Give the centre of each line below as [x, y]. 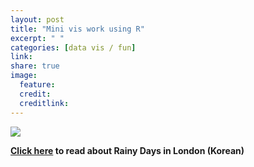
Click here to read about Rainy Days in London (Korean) [127, 150]
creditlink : [44, 103]
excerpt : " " [37, 38]
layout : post [37, 19]
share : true [35, 66]
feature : [37, 85]
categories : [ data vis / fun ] [73, 47]
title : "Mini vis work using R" [77, 29]
